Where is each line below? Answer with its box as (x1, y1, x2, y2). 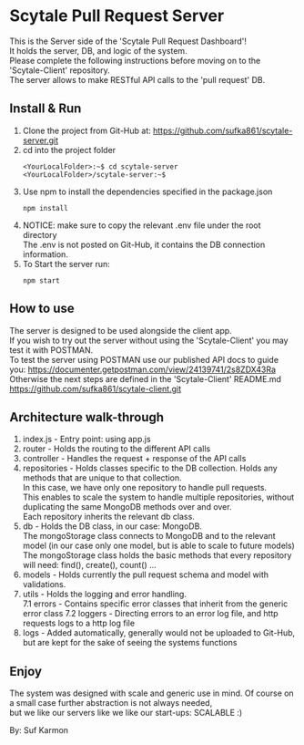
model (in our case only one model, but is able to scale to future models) (22, 540, 296, 552)
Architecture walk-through (9, 409, 165, 425)
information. (22, 248, 68, 260)
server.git (22, 134, 59, 146)
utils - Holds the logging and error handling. (22, 589, 187, 600)
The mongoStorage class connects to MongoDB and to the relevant (22, 531, 276, 542)
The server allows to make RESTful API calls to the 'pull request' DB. (9, 74, 266, 85)
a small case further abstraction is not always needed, (9, 698, 213, 709)
